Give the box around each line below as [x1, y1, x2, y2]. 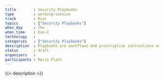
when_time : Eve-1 [5, 30, 49, 35]
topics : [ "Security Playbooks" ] [5, 20, 86, 26]
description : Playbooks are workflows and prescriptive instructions [5, 43, 154, 48]
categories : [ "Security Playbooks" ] [5, 39, 86, 44]
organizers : [5, 52, 36, 58]
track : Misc [5, 16, 47, 21]
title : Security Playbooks [5, 7, 78, 12]
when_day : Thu [5, 25, 45, 30]
